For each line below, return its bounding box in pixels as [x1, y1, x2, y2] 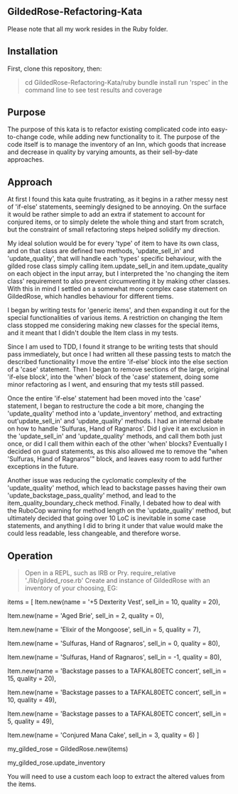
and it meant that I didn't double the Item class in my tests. [7, 329, 179, 337]
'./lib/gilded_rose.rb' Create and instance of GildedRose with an [24, 577, 210, 585]
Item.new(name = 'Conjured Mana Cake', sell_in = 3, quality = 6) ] [7, 731, 200, 740]
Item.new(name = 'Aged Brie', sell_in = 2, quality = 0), [7, 612, 165, 620]
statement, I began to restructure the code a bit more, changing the [7, 402, 205, 411]
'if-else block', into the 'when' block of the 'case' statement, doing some [7, 373, 219, 381]
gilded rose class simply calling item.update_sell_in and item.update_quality [7, 262, 229, 270]
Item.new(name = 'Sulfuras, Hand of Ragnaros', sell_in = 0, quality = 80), [7, 639, 220, 648]
